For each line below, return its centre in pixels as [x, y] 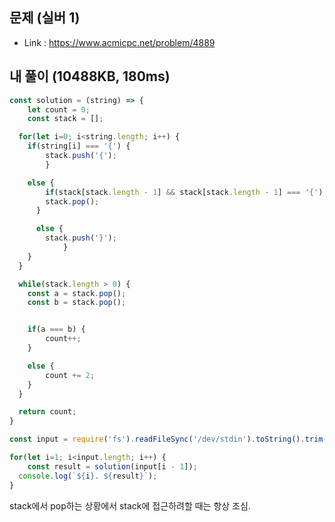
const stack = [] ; [65, 119]
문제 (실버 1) [45, 18]
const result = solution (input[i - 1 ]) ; [112, 466]
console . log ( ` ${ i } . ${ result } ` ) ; [88, 476]
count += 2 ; [70, 375]
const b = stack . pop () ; [77, 303]
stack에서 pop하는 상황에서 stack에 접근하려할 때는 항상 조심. [130, 505]
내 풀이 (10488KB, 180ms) [90, 76]
